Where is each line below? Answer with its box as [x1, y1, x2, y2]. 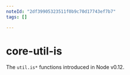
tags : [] [6, 14, 27, 20]
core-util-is [6, 45, 62, 57]
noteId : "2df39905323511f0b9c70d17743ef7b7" [6, 8, 116, 15]
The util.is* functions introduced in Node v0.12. [6, 64, 125, 71]
